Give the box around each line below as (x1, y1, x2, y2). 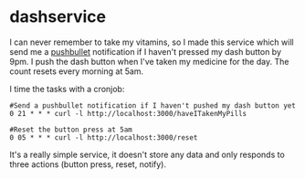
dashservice (9, 6, 107, 27)
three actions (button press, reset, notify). (9, 158, 167, 170)
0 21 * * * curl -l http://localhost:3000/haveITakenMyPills (9, 109, 247, 118)
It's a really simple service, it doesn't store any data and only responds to (9, 149, 285, 160)
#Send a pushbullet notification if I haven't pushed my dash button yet (9, 100, 297, 111)
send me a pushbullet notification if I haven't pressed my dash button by (9, 46, 281, 57)
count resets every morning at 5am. (9, 66, 144, 77)
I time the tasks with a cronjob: (9, 83, 125, 94)
